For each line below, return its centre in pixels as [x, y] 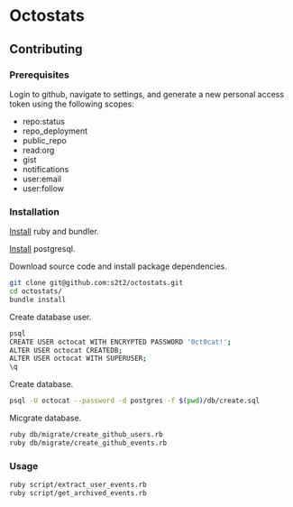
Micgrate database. [46, 418]
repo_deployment [55, 131]
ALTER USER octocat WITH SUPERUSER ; [78, 359]
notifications [46, 169]
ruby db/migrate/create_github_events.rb [88, 443]
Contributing [46, 49]
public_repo [45, 140]
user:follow [43, 188]
